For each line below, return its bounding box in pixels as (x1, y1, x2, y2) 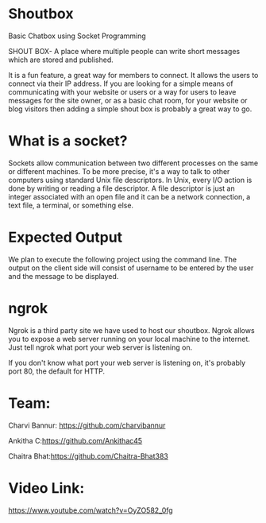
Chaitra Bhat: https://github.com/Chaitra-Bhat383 (8, 451, 169, 461)
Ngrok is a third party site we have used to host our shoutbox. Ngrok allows (8, 325, 256, 335)
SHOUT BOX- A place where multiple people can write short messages (8, 46, 241, 56)
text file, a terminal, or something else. (8, 200, 133, 210)
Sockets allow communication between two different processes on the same (8, 158, 259, 168)
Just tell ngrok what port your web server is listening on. (8, 343, 193, 352)
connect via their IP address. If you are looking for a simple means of (8, 79, 233, 88)
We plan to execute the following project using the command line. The (8, 254, 237, 264)
